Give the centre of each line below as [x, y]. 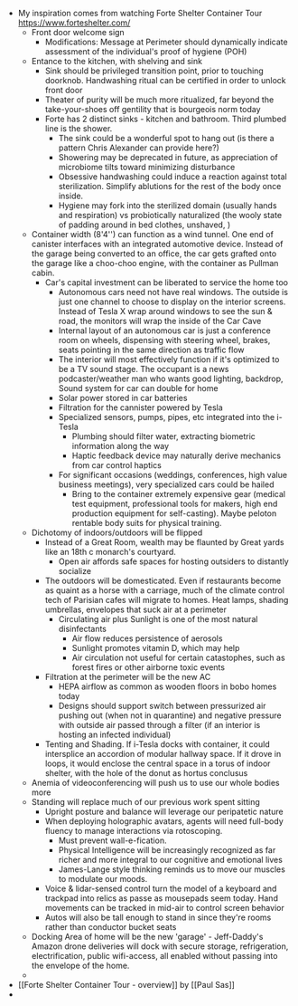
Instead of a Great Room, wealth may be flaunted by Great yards [164, 542]
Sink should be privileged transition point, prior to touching [154, 71]
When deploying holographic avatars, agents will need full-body [164, 821]
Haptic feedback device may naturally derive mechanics [177, 455]
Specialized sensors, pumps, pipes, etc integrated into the [167, 417]
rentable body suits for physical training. [147, 523]
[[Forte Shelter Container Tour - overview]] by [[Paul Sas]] [126, 985]
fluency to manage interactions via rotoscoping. [134, 831]
